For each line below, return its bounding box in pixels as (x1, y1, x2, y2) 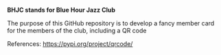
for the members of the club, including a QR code (7, 27, 147, 34)
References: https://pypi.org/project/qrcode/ (7, 40, 133, 47)
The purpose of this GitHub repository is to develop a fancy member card (7, 19, 215, 27)
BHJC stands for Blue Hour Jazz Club (7, 6, 115, 14)
